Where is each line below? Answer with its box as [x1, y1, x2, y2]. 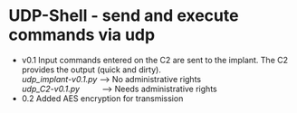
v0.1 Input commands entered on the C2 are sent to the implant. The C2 [21, 54, 289, 65]
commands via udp [8, 24, 156, 45]
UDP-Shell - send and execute [8, 5, 239, 26]
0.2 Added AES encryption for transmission [21, 92, 184, 104]
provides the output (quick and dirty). [21, 64, 162, 75]
